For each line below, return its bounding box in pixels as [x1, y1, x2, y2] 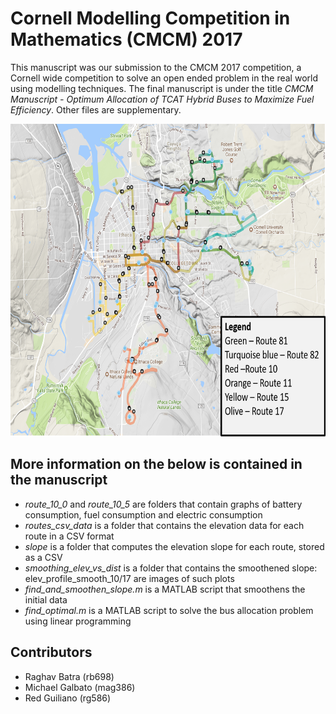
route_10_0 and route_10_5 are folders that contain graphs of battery [24, 498, 303, 510]
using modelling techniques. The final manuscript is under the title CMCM [10, 82, 314, 94]
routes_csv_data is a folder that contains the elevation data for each [24, 519, 305, 531]
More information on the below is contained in [10, 456, 303, 473]
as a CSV [24, 551, 63, 563]
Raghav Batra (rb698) [24, 670, 115, 682]
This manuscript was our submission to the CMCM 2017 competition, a [10, 61, 302, 73]
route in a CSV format [24, 530, 115, 542]
